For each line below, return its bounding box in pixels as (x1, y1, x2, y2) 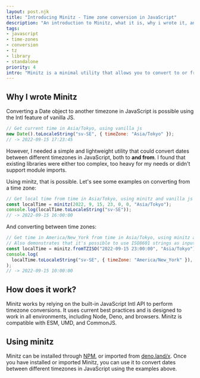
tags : (6, 25, 20, 32)
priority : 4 (6, 64, 36, 70)
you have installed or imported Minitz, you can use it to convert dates (6, 358, 176, 365)
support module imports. (6, 166, 67, 173)
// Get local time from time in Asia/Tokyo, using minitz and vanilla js (6, 196, 193, 202)
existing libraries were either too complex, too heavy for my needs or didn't (6, 160, 190, 167)
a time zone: (6, 184, 37, 191)
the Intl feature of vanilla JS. (6, 114, 76, 121)
